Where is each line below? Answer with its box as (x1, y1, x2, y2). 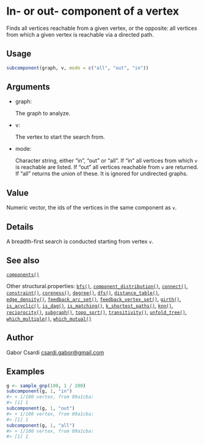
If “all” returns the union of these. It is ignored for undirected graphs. (15, 170, 188, 178)
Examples (6, 366, 45, 377)
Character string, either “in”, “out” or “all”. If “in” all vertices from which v (15, 157, 198, 164)
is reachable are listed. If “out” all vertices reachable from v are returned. (15, 164, 199, 171)
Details (6, 222, 34, 232)
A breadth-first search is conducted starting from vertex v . (6, 238, 154, 245)
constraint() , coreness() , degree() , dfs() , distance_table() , (6, 289, 160, 296)
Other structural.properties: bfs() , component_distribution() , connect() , (6, 282, 188, 289)
